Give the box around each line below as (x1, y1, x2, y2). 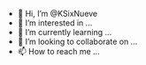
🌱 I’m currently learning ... (17, 27, 112, 37)
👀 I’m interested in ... (17, 18, 93, 28)
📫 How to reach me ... (17, 47, 100, 56)
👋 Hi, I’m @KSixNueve (17, 9, 98, 18)
